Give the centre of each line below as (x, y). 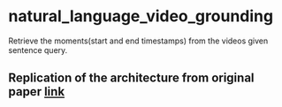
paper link (37, 92)
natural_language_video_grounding (141, 16)
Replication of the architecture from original (131, 78)
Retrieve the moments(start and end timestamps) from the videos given (138, 41)
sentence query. (38, 50)
